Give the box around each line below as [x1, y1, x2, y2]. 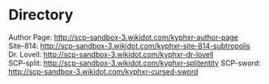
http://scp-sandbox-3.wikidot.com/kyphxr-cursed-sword [8, 66, 199, 76]
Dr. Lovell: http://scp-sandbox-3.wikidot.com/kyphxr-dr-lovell [8, 49, 214, 59]
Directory [8, 6, 74, 24]
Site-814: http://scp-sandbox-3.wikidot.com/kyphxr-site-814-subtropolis [8, 40, 251, 50]
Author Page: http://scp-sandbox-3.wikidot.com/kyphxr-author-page [8, 32, 239, 42]
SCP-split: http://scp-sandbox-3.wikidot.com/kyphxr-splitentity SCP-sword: [8, 58, 261, 68]
